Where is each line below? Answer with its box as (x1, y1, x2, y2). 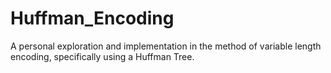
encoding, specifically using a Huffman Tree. (10, 50, 195, 62)
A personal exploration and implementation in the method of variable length (10, 40, 322, 52)
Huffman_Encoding (10, 7, 175, 30)
